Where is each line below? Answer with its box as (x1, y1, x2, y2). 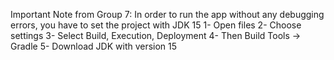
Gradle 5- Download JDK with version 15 (10, 40, 178, 52)
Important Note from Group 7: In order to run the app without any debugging (10, 9, 325, 20)
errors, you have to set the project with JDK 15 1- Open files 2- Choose (10, 19, 302, 31)
